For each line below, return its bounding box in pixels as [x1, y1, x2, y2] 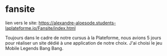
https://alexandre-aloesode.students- [38, 20, 116, 26]
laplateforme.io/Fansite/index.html [5, 25, 76, 31]
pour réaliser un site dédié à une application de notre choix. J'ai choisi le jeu [5, 40, 162, 46]
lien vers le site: [5, 20, 38, 26]
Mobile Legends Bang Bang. [5, 45, 64, 51]
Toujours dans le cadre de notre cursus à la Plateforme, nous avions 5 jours [5, 35, 161, 41]
